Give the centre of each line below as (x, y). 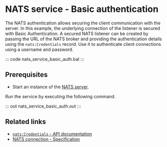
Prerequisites (26, 75)
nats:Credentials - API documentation (52, 134)
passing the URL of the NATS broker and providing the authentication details (83, 39)
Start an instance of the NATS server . (50, 87)
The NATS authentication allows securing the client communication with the (83, 23)
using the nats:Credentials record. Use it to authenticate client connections (83, 44)
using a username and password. (39, 49)
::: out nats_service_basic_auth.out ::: (43, 106)
